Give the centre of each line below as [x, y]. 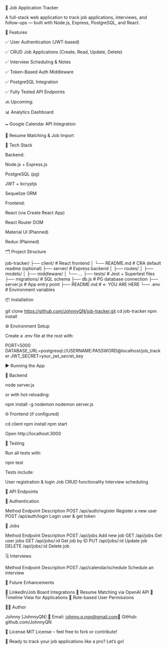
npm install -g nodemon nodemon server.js [49, 404]
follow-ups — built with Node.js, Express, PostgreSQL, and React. [73, 23]
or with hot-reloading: [27, 395]
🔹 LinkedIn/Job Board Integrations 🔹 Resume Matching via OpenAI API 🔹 [79, 592]
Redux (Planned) [22, 242]
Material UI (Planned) [27, 232]
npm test [14, 463]
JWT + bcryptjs [21, 184]
